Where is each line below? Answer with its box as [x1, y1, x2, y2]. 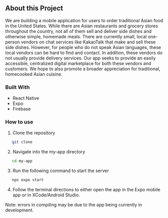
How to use [5, 119, 34, 126]
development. [5, 207, 34, 213]
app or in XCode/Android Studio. [12, 192, 80, 198]
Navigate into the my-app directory [12, 149, 86, 155]
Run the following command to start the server [12, 168, 109, 174]
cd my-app [12, 158, 33, 163]
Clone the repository [12, 130, 55, 136]
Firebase [12, 106, 31, 112]
